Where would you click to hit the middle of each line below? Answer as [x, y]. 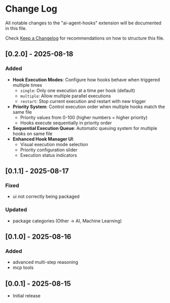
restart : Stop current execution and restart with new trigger [83, 101]
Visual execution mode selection [54, 144]
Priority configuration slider [49, 150]
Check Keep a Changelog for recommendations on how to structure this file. [85, 38]
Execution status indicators [48, 155]
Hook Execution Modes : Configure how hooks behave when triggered [86, 80]
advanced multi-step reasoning [45, 262]
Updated [16, 210]
